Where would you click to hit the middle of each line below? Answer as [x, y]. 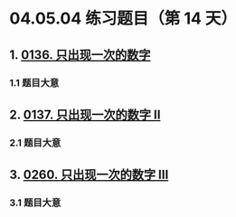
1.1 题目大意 [34, 82]
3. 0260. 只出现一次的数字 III [89, 175]
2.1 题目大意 [35, 143]
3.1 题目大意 [35, 203]
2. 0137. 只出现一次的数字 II [85, 114]
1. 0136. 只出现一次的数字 [80, 55]
